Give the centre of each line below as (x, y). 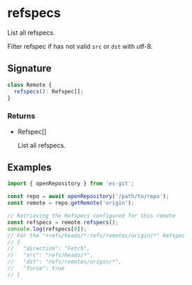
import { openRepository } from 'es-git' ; (71, 184)
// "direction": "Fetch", (49, 249)
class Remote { (30, 85)
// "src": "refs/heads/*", (50, 255)
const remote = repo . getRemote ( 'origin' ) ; (71, 203)
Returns (21, 116)
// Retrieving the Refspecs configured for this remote (91, 216)
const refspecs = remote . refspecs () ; (63, 222)
